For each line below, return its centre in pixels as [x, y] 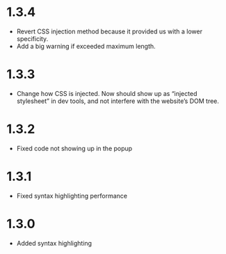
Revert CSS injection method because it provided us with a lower [110, 31]
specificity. [32, 38]
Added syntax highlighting [54, 243]
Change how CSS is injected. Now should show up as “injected [107, 93]
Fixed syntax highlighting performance [72, 196]
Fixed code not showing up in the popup [74, 148]
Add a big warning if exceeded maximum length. [86, 46]
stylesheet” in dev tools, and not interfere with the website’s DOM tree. [118, 101]
